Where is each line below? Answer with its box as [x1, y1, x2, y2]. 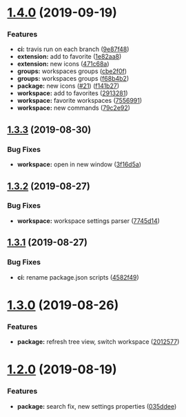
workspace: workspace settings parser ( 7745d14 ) [17, 216, 161, 225]
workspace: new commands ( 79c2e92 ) [17, 104, 131, 112]
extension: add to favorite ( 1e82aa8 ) [17, 52, 122, 61]
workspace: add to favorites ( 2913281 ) [17, 89, 129, 97]
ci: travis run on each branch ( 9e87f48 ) [17, 45, 130, 53]
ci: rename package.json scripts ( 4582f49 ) [17, 273, 139, 281]
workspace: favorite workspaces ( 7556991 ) [17, 97, 143, 105]
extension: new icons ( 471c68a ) [17, 60, 110, 68]
